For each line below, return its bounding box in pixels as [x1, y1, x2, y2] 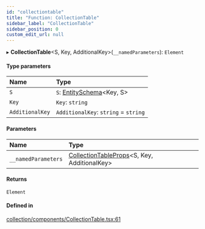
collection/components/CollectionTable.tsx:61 [6, 215, 121, 223]
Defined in [6, 202, 34, 209]
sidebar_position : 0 [6, 26, 59, 32]
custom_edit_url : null [6, 32, 64, 38]
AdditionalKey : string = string [56, 108, 145, 117]
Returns [6, 175, 27, 183]
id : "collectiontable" [6, 9, 64, 15]
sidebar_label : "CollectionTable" [6, 20, 95, 26]
